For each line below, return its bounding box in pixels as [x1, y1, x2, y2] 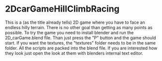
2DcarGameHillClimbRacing [5, 3, 120, 15]
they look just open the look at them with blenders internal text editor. [5, 50, 144, 56]
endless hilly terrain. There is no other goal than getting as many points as [5, 24, 153, 30]
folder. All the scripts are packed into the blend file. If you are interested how [5, 45, 158, 51]
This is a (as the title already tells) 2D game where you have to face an [5, 19, 145, 25]
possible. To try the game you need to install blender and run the [5, 30, 134, 35]
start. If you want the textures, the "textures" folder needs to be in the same [5, 40, 156, 46]
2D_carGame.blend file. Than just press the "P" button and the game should [5, 35, 156, 41]
